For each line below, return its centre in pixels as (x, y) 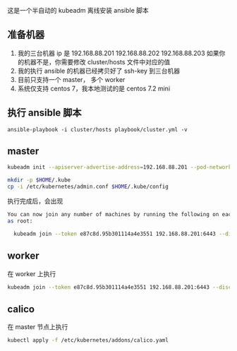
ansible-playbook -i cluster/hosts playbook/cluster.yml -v (98, 129)
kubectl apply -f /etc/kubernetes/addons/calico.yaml (88, 340)
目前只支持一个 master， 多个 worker (71, 79)
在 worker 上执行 (32, 273)
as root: (20, 221)
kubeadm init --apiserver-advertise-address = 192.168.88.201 (98, 167)
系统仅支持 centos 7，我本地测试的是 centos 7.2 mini (94, 88)
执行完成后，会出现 (35, 201)
